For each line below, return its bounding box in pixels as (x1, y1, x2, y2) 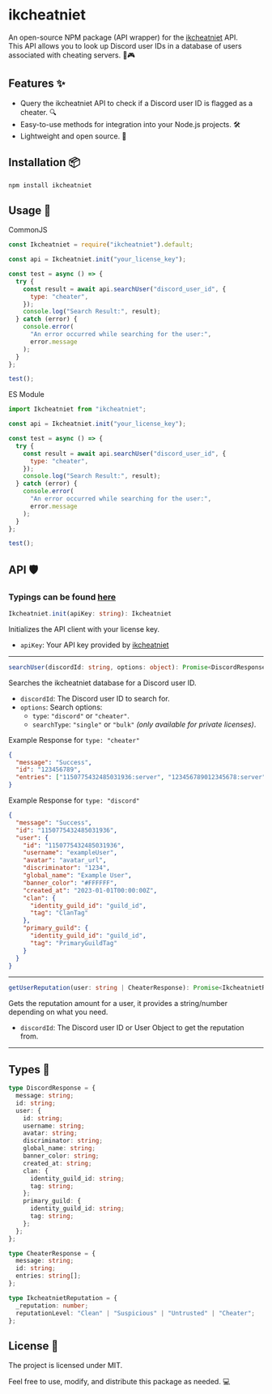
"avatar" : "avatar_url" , (23, 856, 107, 864)
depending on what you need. (8, 1007, 108, 1017)
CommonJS (8, 225, 48, 235)
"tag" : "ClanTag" (29, 909, 89, 917)
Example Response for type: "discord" (8, 795, 140, 805)
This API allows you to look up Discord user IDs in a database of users (8, 40, 242, 50)
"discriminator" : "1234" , (23, 864, 111, 872)
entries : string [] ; (15, 1272, 82, 1281)
